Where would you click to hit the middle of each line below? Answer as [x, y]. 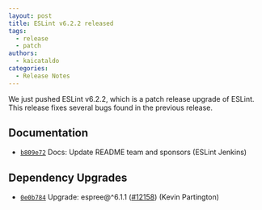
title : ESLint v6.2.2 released [61, 23]
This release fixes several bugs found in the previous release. [110, 107]
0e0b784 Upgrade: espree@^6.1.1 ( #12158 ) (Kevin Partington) [120, 197]
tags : [17, 31]
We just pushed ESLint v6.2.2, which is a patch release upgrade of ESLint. [131, 99]
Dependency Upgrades [68, 177]
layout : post [30, 16]
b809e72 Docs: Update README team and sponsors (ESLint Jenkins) [133, 152]
